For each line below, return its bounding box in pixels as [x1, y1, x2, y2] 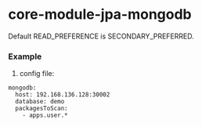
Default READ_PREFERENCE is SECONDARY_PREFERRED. [8, 31, 194, 41]
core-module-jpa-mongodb [8, 5, 192, 24]
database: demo [15, 98, 65, 106]
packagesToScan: [15, 104, 68, 113]
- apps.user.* [22, 111, 68, 119]
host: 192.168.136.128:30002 [15, 91, 110, 99]
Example [8, 51, 42, 62]
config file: [19, 69, 55, 78]
